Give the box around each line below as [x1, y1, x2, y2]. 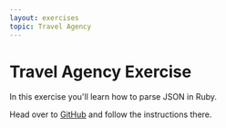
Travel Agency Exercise [9, 61, 192, 82]
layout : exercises [9, 13, 79, 23]
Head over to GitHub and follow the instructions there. [9, 109, 212, 120]
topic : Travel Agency [9, 22, 92, 31]
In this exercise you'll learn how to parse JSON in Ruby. [9, 91, 217, 102]
